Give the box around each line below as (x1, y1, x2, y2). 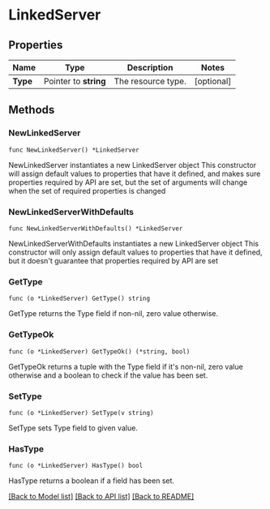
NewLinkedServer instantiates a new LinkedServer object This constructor (8, 160, 257, 169)
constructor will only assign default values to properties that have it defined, (8, 247, 263, 257)
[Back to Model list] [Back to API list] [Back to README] (8, 492, 195, 502)
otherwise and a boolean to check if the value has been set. (8, 370, 208, 380)
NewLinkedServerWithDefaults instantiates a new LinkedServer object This (8, 238, 259, 248)
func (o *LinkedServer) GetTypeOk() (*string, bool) (8, 347, 191, 356)
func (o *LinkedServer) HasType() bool (8, 462, 144, 470)
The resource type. (114, 75, 186, 87)
